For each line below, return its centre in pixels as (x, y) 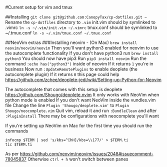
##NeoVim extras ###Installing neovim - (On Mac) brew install (71, 42)
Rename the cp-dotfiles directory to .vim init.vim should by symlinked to (80, 22)
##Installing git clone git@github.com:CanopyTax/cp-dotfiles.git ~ (76, 17)
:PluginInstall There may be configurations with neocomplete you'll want (82, 116)
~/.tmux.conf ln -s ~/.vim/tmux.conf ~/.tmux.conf (58, 33)
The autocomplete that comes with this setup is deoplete (64, 89)
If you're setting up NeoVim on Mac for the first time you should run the (79, 125)
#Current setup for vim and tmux (39, 7)
